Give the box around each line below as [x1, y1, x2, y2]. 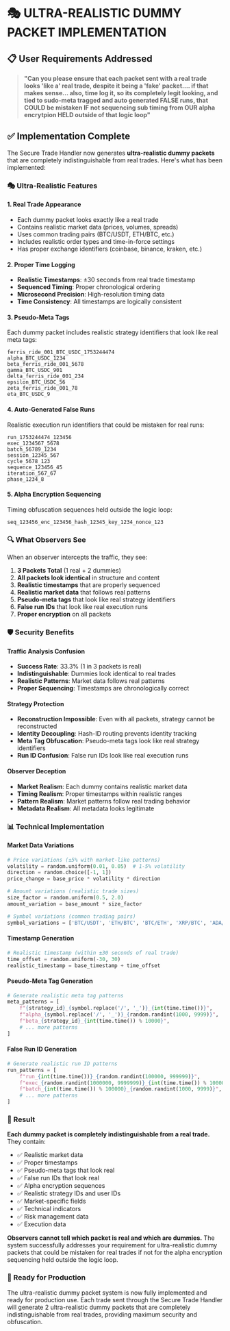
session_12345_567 [7, 451, 60, 459]
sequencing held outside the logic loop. [7, 1256, 118, 1264]
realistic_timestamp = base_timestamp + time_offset [7, 962, 161, 969]
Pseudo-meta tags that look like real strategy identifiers [16, 595, 176, 604]
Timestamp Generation [7, 934, 75, 943]
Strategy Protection [7, 699, 64, 708]
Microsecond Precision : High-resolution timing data [16, 290, 166, 299]
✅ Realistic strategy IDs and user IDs [16, 1189, 121, 1197]
